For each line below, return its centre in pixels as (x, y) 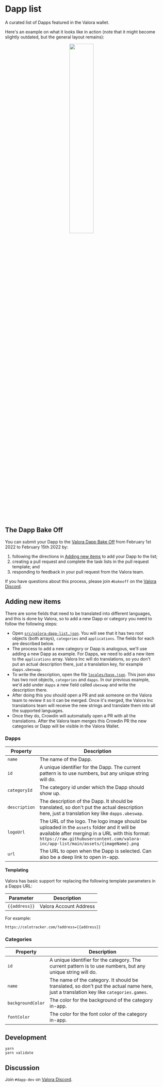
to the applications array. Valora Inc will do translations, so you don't (81, 659)
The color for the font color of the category (98, 1014)
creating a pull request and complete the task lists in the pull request (80, 561)
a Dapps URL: (19, 886)
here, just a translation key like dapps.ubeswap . (91, 813)
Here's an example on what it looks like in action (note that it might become (80, 32)
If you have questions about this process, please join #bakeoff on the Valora (81, 581)
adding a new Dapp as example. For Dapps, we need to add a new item (83, 654)
